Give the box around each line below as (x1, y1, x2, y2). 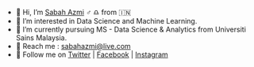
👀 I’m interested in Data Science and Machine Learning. (15, 17, 198, 25)
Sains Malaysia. (15, 33, 67, 43)
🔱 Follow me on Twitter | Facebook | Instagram (15, 50, 168, 59)
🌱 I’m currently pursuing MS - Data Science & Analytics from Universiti (15, 24, 246, 34)
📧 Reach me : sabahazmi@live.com (15, 42, 131, 50)
